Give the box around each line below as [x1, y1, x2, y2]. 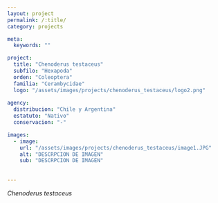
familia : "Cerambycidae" [13, 80, 85, 87]
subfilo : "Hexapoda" [13, 67, 73, 74]
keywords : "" [13, 42, 51, 49]
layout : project [7, 10, 54, 17]
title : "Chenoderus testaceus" [13, 61, 104, 68]
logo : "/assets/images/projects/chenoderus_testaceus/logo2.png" [13, 87, 206, 94]
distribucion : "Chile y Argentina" [13, 106, 116, 113]
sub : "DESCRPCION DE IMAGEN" [19, 157, 104, 164]
